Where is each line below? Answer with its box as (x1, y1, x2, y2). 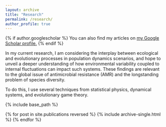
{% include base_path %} (5, 101, 58, 108)
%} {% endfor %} (5, 116, 42, 123)
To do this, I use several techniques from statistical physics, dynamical (5, 86, 152, 93)
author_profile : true (5, 21, 51, 27)
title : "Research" (5, 12, 44, 17)
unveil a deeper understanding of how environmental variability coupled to (5, 61, 159, 67)
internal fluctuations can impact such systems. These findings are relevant (5, 66, 160, 72)
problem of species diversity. (5, 77, 65, 83)
